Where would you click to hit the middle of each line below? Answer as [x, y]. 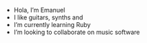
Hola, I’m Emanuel [39, 10]
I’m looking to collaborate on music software [77, 32]
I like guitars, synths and [48, 17]
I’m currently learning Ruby [52, 25]
